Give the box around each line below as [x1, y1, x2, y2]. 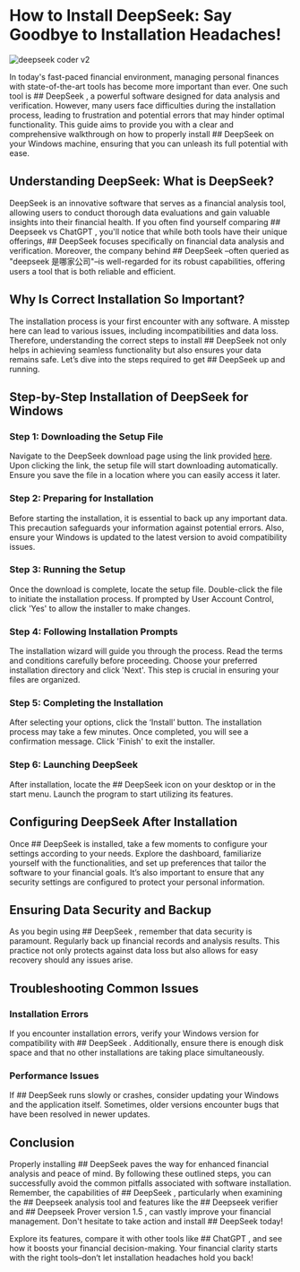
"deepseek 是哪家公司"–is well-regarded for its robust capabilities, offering [9, 256, 286, 266]
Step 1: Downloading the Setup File [9, 430, 164, 442]
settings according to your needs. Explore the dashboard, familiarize [9, 848, 261, 858]
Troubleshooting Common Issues [9, 980, 199, 996]
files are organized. [9, 675, 81, 685]
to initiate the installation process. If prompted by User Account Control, [9, 593, 275, 604]
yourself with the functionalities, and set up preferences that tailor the [9, 858, 267, 868]
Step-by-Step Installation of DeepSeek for [9, 389, 249, 405]
